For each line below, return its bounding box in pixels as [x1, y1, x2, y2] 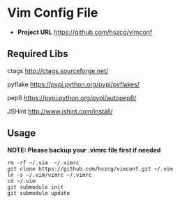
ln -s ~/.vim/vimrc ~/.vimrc [7, 171, 92, 178]
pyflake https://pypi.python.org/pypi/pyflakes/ [7, 80, 140, 88]
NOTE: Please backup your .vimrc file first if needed [7, 146, 161, 154]
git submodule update [7, 189, 70, 196]
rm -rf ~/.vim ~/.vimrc [7, 159, 80, 166]
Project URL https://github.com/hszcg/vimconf [17, 28, 153, 36]
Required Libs [7, 48, 68, 60]
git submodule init [7, 183, 64, 191]
